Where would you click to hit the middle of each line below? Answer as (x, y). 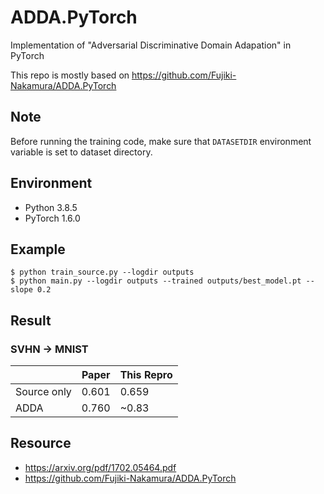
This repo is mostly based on (70, 75)
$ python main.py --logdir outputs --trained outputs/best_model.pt (156, 281)
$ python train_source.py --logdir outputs (102, 272)
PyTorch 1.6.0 (52, 218)
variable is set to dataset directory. (81, 152)
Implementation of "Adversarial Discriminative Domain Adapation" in (151, 45)
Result (31, 320)
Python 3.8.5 (51, 207)
